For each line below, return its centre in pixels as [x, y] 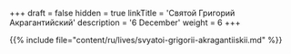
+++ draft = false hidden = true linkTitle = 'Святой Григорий [122, 13]
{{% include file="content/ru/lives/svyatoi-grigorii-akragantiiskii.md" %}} [146, 40]
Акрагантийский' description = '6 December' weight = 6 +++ [125, 22]
